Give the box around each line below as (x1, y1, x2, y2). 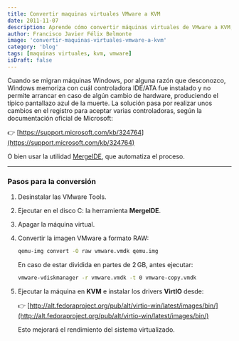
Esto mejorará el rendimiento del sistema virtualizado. (17, 325, 176, 334)
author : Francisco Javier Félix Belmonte (7, 30, 132, 38)
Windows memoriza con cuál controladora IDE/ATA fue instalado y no (7, 83, 211, 92)
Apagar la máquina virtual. (17, 220, 95, 229)
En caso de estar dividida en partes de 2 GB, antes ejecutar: (17, 260, 193, 269)
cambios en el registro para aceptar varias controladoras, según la (7, 106, 203, 114)
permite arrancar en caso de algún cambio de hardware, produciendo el (7, 91, 219, 99)
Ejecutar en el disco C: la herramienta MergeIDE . (17, 207, 161, 215)
